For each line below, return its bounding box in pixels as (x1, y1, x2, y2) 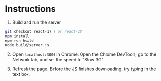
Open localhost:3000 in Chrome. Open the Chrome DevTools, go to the (12, 51, 157, 57)
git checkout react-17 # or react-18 (5, 29, 82, 34)
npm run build (5, 38, 34, 43)
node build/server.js (5, 42, 50, 47)
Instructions (5, 3, 56, 15)
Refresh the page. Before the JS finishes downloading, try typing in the (12, 66, 156, 72)
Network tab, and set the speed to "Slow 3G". (12, 57, 105, 62)
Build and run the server (12, 20, 61, 25)
